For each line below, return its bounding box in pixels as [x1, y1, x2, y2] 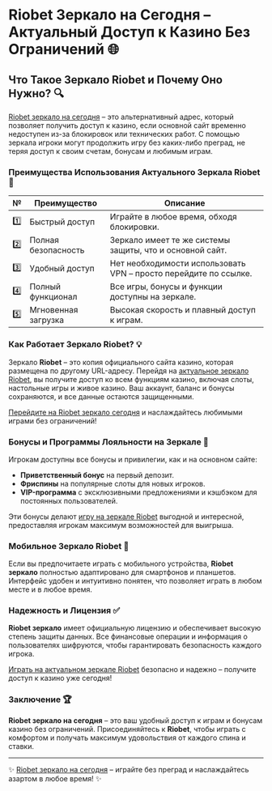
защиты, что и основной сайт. [109, 245, 227, 256]
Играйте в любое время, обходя [109, 211, 237, 223]
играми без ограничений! [8, 415, 97, 426]
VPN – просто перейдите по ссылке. [109, 268, 253, 279]
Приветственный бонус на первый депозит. [19, 470, 175, 479]
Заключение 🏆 [8, 694, 73, 705]
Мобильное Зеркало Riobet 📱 [8, 540, 130, 551]
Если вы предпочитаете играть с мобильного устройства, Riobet [8, 559, 234, 568]
